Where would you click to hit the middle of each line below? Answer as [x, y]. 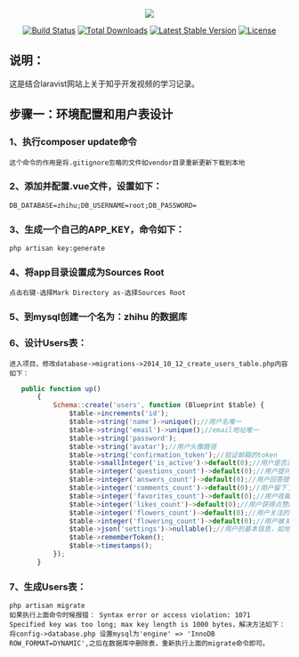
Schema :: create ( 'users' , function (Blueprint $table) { [159, 405]
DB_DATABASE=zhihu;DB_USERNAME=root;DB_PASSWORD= [103, 205]
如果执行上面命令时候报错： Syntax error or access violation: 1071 [130, 615]
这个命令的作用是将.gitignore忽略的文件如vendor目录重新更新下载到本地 [127, 163]
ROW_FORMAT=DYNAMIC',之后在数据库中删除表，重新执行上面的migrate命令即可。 [139, 644]
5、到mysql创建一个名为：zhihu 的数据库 [98, 317]
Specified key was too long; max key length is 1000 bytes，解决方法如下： [148, 625]
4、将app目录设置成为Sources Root [87, 273]
